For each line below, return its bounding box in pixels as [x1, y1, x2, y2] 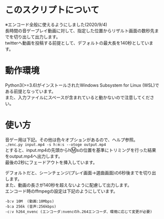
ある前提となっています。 [5, 88, 56, 94]
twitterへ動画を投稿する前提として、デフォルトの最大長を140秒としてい [5, 40, 149, 46]
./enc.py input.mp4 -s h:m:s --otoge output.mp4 [5, 142, 106, 147]
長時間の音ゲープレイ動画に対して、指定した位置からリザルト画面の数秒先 [5, 27, 155, 33]
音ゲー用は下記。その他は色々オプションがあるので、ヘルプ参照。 [5, 137, 138, 143]
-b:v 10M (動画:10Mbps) [5, 199, 54, 204]
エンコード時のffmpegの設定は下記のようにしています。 [5, 188, 118, 194]
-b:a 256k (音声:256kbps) [5, 204, 56, 209]
